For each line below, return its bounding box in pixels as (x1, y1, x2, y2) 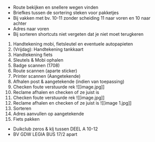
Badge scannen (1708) (13, 63, 60, 68)
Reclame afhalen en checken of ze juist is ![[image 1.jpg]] (13, 100, 132, 106)
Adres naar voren (13, 26, 49, 32)
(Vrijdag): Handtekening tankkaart (13, 46, 84, 52)
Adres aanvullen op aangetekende (13, 111, 85, 117)
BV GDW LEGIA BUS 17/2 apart (13, 131, 77, 137)
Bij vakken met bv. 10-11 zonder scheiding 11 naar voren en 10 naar (13, 15, 150, 21)
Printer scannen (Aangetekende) (13, 73, 81, 79)
